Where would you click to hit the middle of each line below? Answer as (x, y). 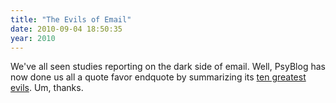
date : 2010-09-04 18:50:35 (66, 29)
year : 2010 (33, 38)
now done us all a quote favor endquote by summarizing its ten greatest (158, 77)
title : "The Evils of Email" (71, 19)
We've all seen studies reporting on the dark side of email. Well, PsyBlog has (168, 67)
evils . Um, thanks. (47, 88)
